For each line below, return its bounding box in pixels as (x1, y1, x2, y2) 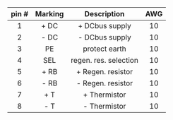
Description (84, 9, 125, 18)
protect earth (83, 44, 126, 54)
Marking (35, 9, 64, 18)
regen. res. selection (70, 56, 139, 65)
